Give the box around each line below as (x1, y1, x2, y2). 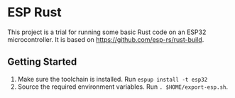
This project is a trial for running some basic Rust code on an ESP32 (7, 28, 207, 36)
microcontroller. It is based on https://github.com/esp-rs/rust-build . (7, 35, 204, 43)
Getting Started (7, 56, 77, 68)
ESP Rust (7, 4, 62, 21)
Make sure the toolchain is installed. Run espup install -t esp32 (17, 75, 208, 83)
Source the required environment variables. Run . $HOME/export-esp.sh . (17, 82, 229, 91)
